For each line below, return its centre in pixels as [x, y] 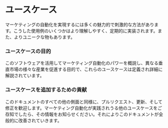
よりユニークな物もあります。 [44, 37]
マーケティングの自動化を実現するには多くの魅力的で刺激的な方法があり [80, 24]
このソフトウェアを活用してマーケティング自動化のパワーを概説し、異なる [82, 63]
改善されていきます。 [40, 120]
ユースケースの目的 [28, 51]
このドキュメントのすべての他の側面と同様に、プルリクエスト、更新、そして [84, 101]
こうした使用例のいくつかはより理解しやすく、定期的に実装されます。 [86, 30]
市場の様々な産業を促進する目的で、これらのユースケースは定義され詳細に [86, 69]
